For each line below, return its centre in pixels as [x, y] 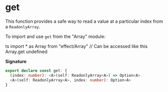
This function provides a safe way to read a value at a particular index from [84, 21]
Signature [16, 61]
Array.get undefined [26, 52]
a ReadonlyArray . [23, 26]
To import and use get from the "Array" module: [55, 36]
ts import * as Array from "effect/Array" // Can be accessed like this [77, 46]
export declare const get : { [36, 71]
